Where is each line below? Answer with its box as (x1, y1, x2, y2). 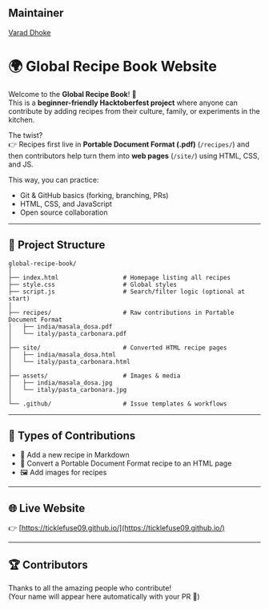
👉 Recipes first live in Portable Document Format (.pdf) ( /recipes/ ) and (8, 139, 250, 149)
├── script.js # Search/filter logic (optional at (8, 288, 246, 296)
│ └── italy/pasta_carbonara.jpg (8, 385, 127, 393)
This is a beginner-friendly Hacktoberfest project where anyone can (8, 98, 238, 107)
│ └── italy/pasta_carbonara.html (8, 357, 130, 365)
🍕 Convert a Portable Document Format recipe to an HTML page (19, 458, 232, 468)
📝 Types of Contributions (8, 429, 136, 442)
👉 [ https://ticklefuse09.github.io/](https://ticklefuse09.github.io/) (8, 523, 226, 533)
